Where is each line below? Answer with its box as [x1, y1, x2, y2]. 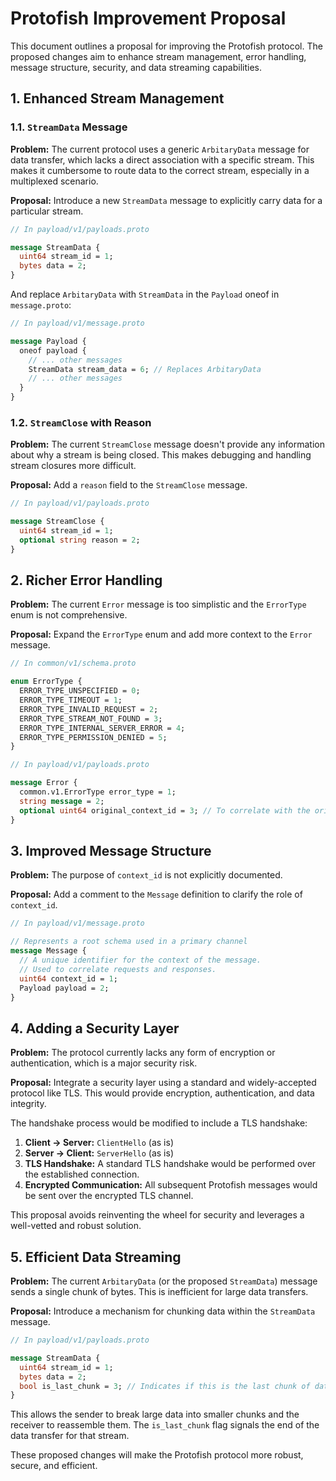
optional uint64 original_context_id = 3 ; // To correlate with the [19, 805, 311, 816]
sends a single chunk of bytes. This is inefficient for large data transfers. [10, 1286, 309, 1298]
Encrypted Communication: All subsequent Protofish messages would [24, 1179, 318, 1191]
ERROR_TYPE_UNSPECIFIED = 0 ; [19, 686, 141, 696]
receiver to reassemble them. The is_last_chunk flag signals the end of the [10, 1419, 320, 1431]
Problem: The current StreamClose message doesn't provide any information [10, 438, 325, 451]
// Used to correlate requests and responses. [19, 964, 217, 974]
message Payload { [10, 336, 87, 346]
